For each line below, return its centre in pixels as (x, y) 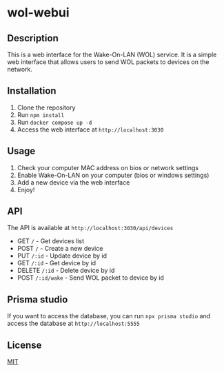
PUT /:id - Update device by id (62, 256)
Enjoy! (26, 189)
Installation (32, 91)
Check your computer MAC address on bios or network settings (108, 167)
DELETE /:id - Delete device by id (66, 271)
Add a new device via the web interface (73, 182)
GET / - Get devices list (51, 241)
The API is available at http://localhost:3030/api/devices (90, 228)
